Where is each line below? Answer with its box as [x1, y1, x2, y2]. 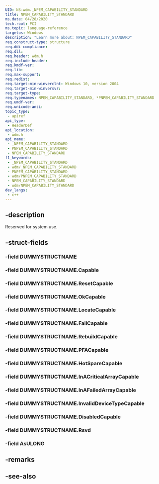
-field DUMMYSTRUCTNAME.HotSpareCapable [5, 360, 123, 367]
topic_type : [5, 109, 30, 114]
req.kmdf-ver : [5, 63, 35, 68]
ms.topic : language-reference [5, 26, 68, 31]
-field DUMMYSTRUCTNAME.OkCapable [5, 293, 106, 300]
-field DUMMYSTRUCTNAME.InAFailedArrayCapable [5, 387, 137, 393]
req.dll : [5, 49, 23, 54]
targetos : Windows [5, 30, 43, 35]
